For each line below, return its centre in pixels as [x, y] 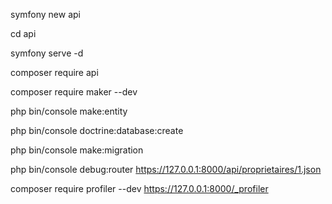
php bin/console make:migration [77, 150]
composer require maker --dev [74, 92]
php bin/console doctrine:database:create [97, 130]
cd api [23, 33]
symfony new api [45, 14]
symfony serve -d [47, 53]
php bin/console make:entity [69, 111]
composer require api [54, 72]
